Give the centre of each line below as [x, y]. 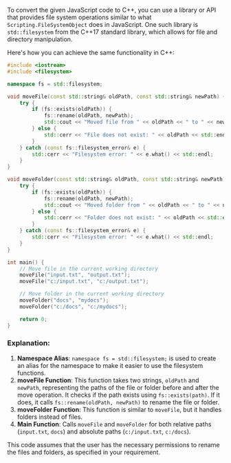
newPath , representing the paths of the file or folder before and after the [118, 387]
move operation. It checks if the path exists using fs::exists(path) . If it [118, 395]
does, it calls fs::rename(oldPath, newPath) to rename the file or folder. [118, 402]
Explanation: [29, 343]
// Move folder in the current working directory [92, 294]
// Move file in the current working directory [89, 269]
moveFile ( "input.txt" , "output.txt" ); [75, 275]
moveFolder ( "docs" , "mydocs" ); [64, 300]
